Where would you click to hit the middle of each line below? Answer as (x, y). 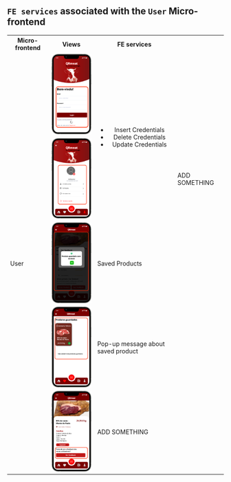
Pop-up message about (131, 344)
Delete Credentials (140, 137)
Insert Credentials (140, 129)
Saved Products (120, 263)
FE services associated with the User (87, 11)
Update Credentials (140, 144)
